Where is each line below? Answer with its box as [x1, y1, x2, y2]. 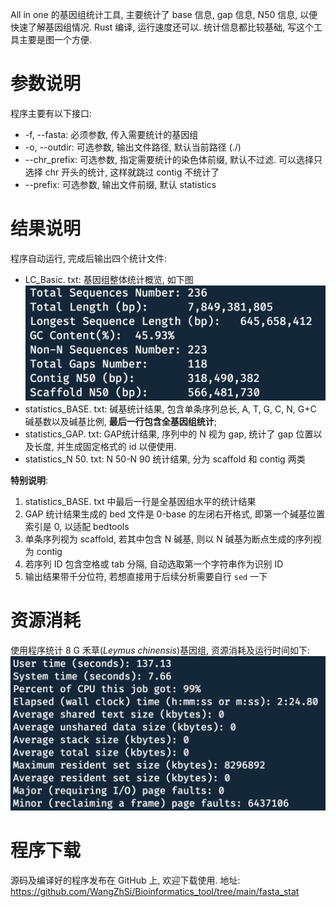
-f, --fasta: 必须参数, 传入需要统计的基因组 [24, 128, 199, 140]
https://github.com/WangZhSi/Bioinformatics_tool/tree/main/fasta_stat [10, 885, 300, 897]
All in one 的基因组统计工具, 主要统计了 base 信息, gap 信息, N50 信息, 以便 [10, 9, 318, 20]
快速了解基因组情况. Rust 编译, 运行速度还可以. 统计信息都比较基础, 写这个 [10, 21, 315, 33]
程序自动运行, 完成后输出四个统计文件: [10, 252, 168, 264]
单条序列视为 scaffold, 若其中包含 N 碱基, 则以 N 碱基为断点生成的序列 [24, 533, 313, 545]
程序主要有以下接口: [10, 107, 93, 119]
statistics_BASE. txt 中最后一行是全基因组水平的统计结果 [24, 495, 257, 507]
